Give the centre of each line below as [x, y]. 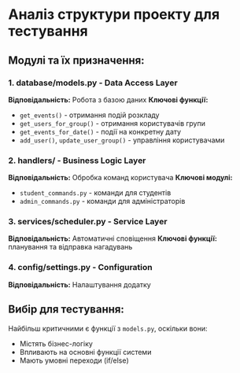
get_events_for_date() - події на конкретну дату [100, 131]
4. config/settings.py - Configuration [81, 268]
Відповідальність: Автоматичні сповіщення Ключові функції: [113, 238]
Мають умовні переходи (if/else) [74, 360]
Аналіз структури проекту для [114, 15]
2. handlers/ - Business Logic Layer [77, 161]
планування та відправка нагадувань [70, 247]
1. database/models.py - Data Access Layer [93, 83]
